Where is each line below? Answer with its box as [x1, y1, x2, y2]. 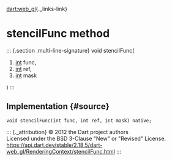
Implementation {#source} [6, 101, 110, 112]
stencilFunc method [6, 27, 110, 40]
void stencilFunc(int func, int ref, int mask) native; [6, 118, 152, 124]
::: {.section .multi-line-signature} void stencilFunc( [6, 47, 135, 54]
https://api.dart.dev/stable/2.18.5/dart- [6, 141, 103, 149]
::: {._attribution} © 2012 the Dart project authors [6, 128, 129, 135]
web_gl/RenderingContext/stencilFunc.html [6, 148, 115, 155]
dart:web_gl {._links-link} [6, 6, 67, 12]
